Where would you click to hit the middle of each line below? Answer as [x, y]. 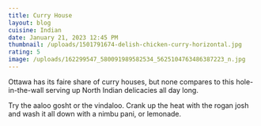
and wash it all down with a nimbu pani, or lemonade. [95, 113]
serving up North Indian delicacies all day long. [122, 90]
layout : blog [30, 23]
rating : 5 [25, 52]
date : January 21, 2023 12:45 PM [63, 37]
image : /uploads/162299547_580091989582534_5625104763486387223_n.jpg [127, 60]
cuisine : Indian [35, 30]
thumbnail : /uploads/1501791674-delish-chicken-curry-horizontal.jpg [125, 45]
